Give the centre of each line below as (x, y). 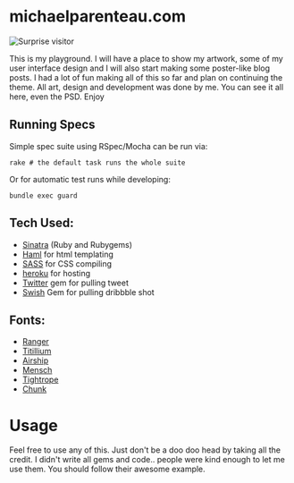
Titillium (37, 352)
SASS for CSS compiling (67, 263)
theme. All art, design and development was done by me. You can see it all (147, 87)
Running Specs (52, 125)
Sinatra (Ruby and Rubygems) (77, 244)
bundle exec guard (43, 195)
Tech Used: (42, 223)
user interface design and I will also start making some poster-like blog (140, 68)
